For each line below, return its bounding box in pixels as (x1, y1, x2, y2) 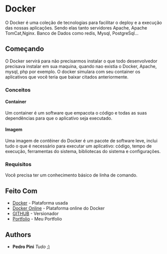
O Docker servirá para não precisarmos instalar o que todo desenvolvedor (5, 58, 158, 64)
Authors (5, 230, 31, 239)
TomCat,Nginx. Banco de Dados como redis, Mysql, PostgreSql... (5, 30, 139, 36)
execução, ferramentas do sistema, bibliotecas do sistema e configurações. (5, 148, 161, 154)
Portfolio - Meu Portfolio (12, 216, 62, 222)
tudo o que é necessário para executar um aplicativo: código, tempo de (5, 143, 152, 149)
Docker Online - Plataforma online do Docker (12, 205, 105, 211)
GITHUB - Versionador (12, 210, 59, 216)
